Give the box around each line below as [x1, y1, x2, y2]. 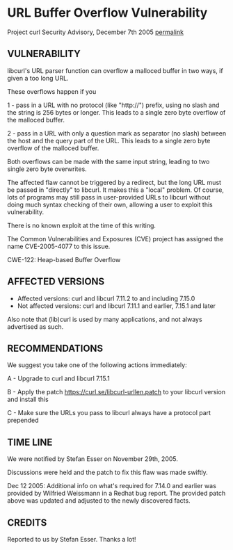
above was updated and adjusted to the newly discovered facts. [7, 496, 191, 505]
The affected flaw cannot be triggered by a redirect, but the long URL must [7, 178, 221, 186]
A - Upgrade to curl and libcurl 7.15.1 [7, 374, 110, 383]
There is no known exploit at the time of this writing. [7, 221, 156, 229]
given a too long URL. [7, 74, 69, 82]
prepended [7, 416, 40, 425]
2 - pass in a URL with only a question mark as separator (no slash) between [7, 129, 227, 137]
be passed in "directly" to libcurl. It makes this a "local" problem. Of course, [7, 186, 225, 194]
